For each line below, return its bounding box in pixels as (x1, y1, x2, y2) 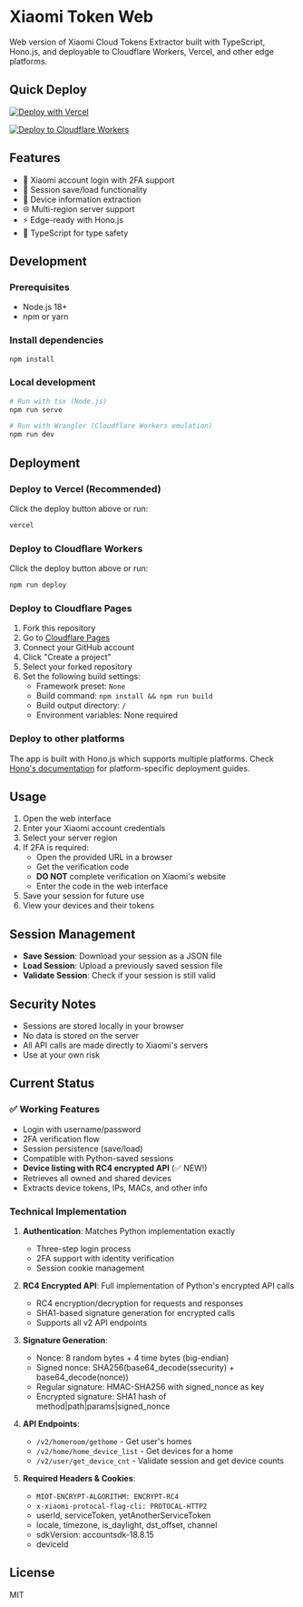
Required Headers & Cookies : (22, 1472, 136, 1483)
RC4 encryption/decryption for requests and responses (35, 1298, 244, 1309)
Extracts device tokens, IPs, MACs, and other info (22, 1182, 208, 1193)
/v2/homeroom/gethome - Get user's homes (35, 1435, 192, 1447)
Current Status (9, 1076, 95, 1091)
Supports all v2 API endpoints (35, 1317, 148, 1328)
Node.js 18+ (22, 302, 68, 313)
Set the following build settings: (22, 671, 141, 682)
